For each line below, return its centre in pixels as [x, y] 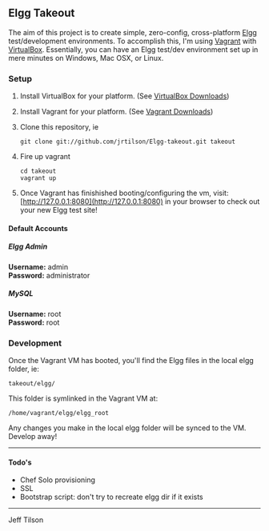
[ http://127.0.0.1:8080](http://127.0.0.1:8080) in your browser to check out [140, 202]
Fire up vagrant [45, 157]
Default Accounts [38, 228]
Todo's [20, 462]
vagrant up [38, 178]
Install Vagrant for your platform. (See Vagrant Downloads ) [116, 112]
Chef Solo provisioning [58, 480]
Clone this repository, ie [59, 127]
